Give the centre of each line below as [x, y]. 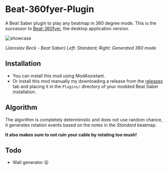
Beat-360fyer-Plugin [50, 9]
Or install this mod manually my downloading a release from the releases [88, 81]
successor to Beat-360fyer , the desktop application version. [67, 28]
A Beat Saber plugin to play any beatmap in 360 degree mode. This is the [81, 23]
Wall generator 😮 [31, 162]
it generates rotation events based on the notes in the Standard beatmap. [81, 125]
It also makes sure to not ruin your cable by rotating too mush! [71, 134]
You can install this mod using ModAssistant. [59, 76]
